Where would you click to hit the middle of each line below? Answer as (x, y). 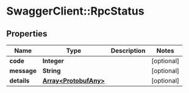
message (23, 71)
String (52, 71)
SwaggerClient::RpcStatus (75, 11)
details (20, 81)
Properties (27, 34)
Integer (53, 61)
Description (128, 51)
